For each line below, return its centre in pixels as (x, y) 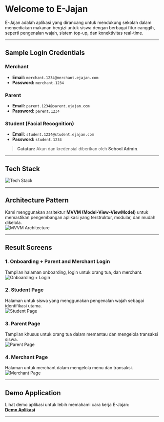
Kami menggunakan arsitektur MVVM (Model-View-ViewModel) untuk (77, 212)
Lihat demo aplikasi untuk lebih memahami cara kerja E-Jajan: (67, 405)
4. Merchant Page (26, 357)
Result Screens (29, 248)
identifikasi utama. (24, 305)
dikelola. (13, 222)
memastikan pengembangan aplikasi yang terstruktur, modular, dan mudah (80, 217)
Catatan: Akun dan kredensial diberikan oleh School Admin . (78, 149)
